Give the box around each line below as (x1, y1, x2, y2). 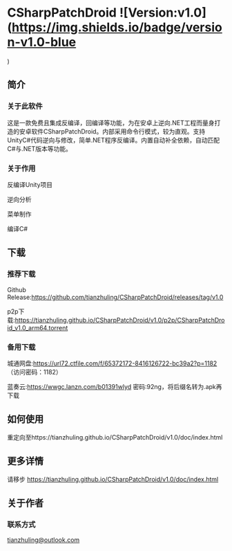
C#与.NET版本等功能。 (7, 144, 72, 153)
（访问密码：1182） (7, 368, 62, 376)
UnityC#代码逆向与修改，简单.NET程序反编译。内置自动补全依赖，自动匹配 (7, 136, 220, 144)
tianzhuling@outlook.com (7, 536, 80, 544)
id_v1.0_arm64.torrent (7, 323, 68, 332)
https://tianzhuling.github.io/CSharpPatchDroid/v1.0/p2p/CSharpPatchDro (14, 316, 225, 324)
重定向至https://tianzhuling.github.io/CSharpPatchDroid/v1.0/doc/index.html (7, 433, 223, 441)
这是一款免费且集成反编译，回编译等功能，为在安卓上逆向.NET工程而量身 (7, 118, 215, 127)
